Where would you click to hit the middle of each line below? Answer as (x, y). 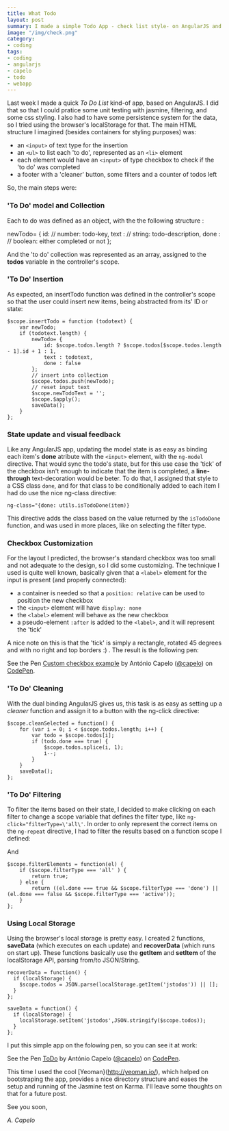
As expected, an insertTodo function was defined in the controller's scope (111, 294)
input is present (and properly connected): (67, 580)
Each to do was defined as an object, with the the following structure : (106, 221)
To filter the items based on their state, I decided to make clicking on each (111, 810)
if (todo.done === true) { (70, 741)
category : (21, 39)
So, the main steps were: (42, 188)
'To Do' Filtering (34, 794)
